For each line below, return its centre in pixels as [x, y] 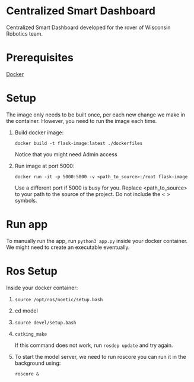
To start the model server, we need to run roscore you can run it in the [100, 356]
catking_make [31, 334]
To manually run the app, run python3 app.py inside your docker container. [97, 241]
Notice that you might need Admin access [66, 154]
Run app [27, 225]
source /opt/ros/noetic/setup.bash [59, 299]
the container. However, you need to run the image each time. [82, 121]
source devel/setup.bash [45, 323]
